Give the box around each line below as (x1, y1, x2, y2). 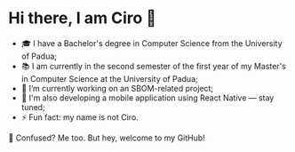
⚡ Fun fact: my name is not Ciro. (20, 111, 139, 123)
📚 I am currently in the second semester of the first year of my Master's (20, 60, 286, 71)
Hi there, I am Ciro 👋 (8, 8, 157, 28)
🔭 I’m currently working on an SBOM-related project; (20, 83, 214, 93)
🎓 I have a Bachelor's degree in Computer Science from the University (20, 37, 283, 48)
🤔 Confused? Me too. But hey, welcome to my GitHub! (8, 132, 205, 143)
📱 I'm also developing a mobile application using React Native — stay (20, 92, 275, 103)
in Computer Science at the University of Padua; (20, 73, 198, 84)
